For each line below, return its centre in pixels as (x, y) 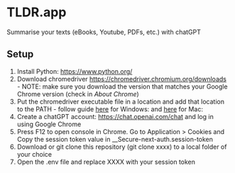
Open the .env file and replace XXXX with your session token (106, 162)
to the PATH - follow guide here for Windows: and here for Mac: (110, 109)
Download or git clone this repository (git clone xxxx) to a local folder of (122, 147)
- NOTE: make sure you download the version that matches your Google (122, 86)
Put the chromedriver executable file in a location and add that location (121, 101)
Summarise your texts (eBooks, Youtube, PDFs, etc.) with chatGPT (104, 32)
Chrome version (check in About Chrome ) (78, 94)
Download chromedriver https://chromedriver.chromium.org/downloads (121, 79)
